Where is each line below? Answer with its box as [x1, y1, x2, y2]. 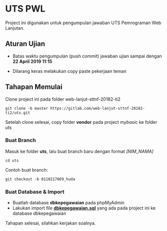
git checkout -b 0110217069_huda [5, 177, 75, 182]
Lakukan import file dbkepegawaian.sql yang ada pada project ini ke [12, 205, 156, 211]
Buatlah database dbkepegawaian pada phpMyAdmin [12, 200, 125, 206]
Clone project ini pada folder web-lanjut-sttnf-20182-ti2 [5, 96, 121, 102]
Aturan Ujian [5, 40, 45, 48]
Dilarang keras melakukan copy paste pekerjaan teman [12, 68, 127, 74]
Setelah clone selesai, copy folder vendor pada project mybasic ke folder [5, 119, 157, 125]
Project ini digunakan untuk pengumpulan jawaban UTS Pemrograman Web [5, 20, 161, 26]
